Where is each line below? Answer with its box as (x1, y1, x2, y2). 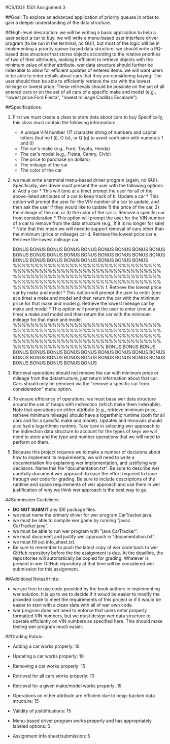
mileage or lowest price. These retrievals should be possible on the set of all (5, 83, 165, 90)
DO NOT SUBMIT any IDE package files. (12, 506, 96, 512)
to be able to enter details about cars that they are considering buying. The (5, 73, 162, 78)
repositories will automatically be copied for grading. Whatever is (12, 555, 149, 561)
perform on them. (12, 439, 50, 445)
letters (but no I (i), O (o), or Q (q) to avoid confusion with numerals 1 (20, 135, 163, 140)
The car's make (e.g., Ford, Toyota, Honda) (20, 146, 110, 152)
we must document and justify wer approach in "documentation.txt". (12, 534, 156, 539)
